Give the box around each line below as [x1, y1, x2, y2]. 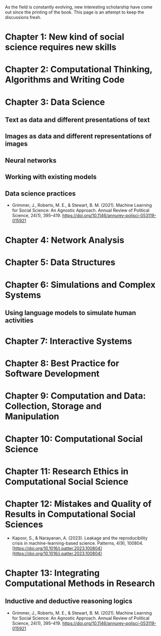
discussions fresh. [5, 15, 42, 20]
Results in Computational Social [5, 509, 136, 520]
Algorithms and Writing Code [5, 74, 125, 85]
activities [5, 316, 34, 324]
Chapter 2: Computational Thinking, [5, 64, 153, 75]
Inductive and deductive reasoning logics [5, 597, 132, 605]
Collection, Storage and [5, 401, 102, 412]
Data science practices [5, 189, 76, 198]
